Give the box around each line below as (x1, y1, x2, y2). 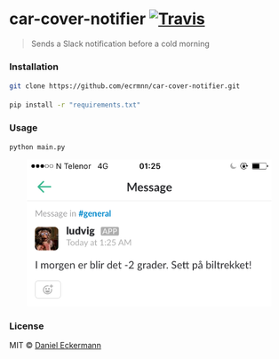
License (9, 320, 44, 332)
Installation (9, 60, 60, 73)
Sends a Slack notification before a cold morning (30, 38, 211, 49)
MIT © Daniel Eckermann (9, 340, 102, 351)
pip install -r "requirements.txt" (9, 100, 141, 109)
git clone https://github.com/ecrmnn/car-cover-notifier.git (9, 82, 241, 91)
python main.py (9, 143, 66, 152)
